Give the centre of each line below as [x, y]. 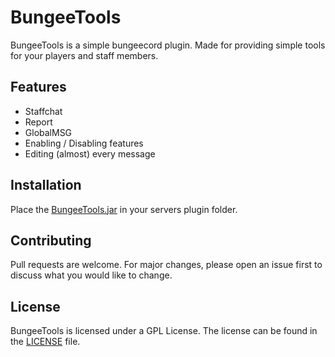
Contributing [51, 240]
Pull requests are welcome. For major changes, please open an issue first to [166, 265]
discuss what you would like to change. [91, 275]
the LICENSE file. [45, 342]
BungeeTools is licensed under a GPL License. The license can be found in [164, 331]
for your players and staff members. [84, 55]
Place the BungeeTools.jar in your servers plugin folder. [124, 209]
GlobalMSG [48, 132]
